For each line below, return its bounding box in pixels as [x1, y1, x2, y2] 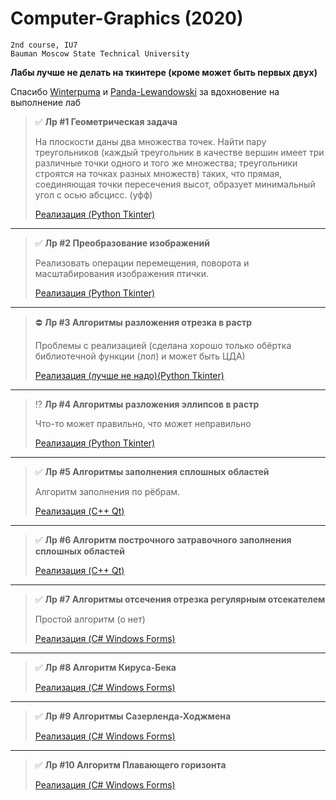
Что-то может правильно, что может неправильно [34, 417, 252, 429]
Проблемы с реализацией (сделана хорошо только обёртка [34, 339, 292, 351]
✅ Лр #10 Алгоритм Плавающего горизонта [34, 758, 227, 771]
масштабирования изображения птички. [34, 267, 209, 279]
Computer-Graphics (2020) [10, 7, 244, 30]
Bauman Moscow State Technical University [10, 48, 190, 59]
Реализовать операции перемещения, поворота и [34, 257, 250, 269]
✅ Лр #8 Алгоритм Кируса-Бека [34, 661, 177, 673]
